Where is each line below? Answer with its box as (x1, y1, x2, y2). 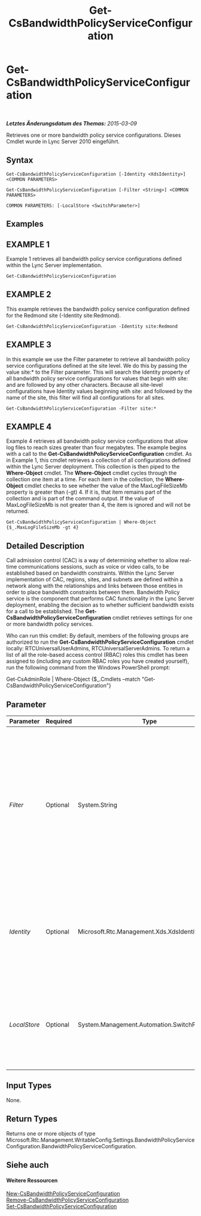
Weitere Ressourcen (6, 1176, 58, 1184)
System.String (77, 801, 118, 809)
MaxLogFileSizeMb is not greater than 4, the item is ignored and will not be (6, 502, 191, 509)
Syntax (6, 155, 33, 166)
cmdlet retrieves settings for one (112, 614, 193, 621)
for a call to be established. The (6, 608, 84, 615)
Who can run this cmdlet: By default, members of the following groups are (6, 632, 189, 639)
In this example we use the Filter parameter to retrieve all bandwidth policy (6, 355, 190, 363)
